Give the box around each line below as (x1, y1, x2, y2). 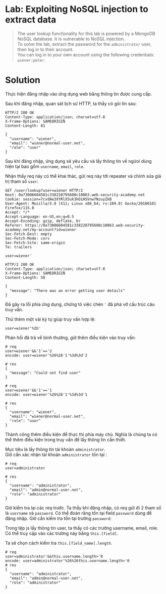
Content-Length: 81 (5, 123, 46, 128)
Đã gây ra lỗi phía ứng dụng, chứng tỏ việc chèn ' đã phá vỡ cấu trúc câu (5, 301, 155, 307)
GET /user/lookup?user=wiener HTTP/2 (5, 188, 83, 193)
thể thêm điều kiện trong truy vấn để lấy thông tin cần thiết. (5, 437, 126, 443)
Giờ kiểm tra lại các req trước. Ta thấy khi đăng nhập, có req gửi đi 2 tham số (5, 504, 162, 511)
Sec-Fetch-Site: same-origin (5, 240, 65, 245)
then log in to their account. (17, 46, 74, 52)
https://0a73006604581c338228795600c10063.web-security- (25, 223, 145, 228)
